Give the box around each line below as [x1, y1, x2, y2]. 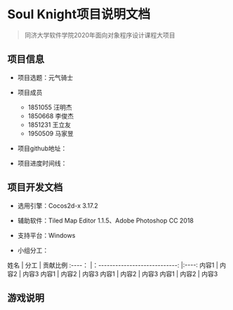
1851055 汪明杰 [27, 103, 72, 111]
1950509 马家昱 [27, 129, 74, 137]
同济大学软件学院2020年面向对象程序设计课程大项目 [24, 31, 175, 39]
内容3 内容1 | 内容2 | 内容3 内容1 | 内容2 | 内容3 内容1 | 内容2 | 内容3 [22, 269, 218, 278]
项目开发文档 [7, 181, 63, 193]
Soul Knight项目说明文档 [7, 6, 151, 22]
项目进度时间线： [17, 159, 67, 167]
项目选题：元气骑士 [17, 73, 74, 81]
